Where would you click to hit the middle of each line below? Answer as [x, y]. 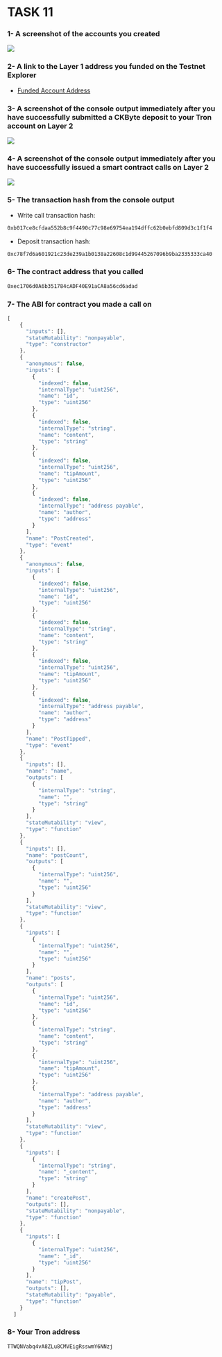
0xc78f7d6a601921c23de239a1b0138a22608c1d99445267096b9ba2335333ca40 [110, 254]
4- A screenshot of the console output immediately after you [111, 159]
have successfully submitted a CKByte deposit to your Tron [110, 117]
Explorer [22, 75]
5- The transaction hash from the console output [91, 200]
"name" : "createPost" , [58, 1198]
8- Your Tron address [44, 1332]
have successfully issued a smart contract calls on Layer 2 [108, 167]
